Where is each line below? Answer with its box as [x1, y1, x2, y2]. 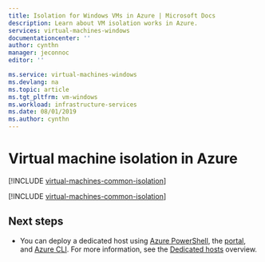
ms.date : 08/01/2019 [8, 108, 77, 116]
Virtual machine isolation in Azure [8, 149, 238, 168]
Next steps [8, 215, 64, 228]
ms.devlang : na [8, 77, 59, 86]
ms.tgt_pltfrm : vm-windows [8, 93, 98, 101]
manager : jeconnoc [8, 49, 69, 57]
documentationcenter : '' [8, 34, 91, 42]
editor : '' [8, 57, 45, 65]
